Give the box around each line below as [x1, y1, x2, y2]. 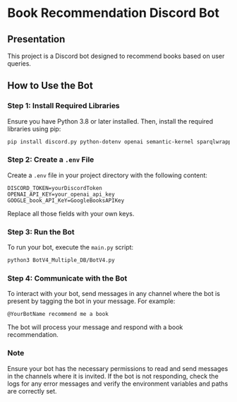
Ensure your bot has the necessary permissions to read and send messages [7, 364, 229, 372]
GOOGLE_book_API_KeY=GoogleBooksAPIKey [7, 196, 125, 204]
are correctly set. [7, 386, 58, 395]
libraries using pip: [7, 124, 61, 133]
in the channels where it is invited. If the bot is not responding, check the [7, 372, 219, 380]
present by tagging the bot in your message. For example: [7, 297, 176, 305]
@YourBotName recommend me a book [7, 311, 109, 318]
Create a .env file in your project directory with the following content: [7, 171, 208, 179]
